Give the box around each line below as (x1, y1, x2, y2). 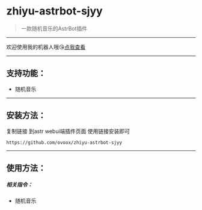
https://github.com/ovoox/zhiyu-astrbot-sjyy (6, 140, 122, 146)
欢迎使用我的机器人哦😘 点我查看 (6, 43, 86, 51)
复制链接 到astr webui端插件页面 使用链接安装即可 (6, 128, 130, 135)
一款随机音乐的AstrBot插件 (20, 25, 88, 32)
